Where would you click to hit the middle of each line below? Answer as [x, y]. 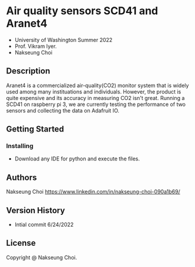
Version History [35, 210]
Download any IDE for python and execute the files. [77, 159]
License [21, 243]
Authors [22, 177]
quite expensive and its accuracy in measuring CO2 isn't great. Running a [95, 98]
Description [28, 71]
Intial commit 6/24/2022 [44, 225]
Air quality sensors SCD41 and [82, 11]
